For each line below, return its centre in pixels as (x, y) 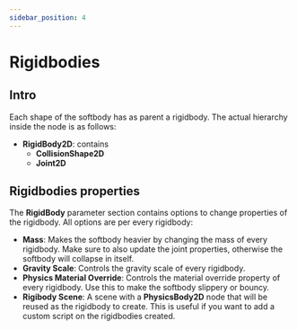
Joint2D (51, 163)
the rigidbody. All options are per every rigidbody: (101, 222)
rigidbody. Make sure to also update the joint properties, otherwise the (153, 249)
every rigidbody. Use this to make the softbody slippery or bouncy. (146, 288)
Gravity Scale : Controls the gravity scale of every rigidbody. (134, 268)
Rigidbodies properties (75, 191)
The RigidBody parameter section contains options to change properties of (148, 213)
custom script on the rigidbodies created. (99, 317)
